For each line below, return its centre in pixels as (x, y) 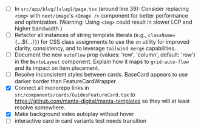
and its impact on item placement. (57, 68)
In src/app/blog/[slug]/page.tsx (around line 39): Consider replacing (102, 9)
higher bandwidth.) (38, 29)
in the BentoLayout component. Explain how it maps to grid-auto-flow (102, 62)
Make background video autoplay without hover (74, 114)
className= (162, 36)
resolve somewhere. (40, 108)
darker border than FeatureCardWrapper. (66, 81)
